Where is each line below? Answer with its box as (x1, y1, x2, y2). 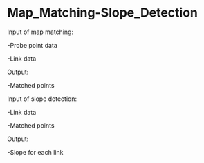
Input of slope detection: (7, 95, 77, 103)
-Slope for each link (7, 148, 64, 156)
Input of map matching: (7, 28, 74, 36)
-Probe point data (7, 41, 57, 49)
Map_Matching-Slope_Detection (7, 5, 198, 21)
